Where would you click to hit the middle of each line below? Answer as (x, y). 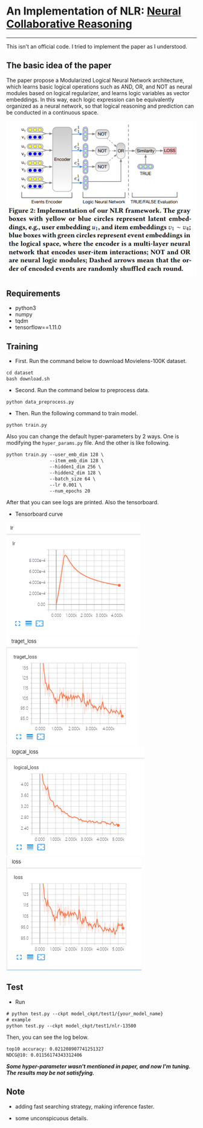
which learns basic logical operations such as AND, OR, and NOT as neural (99, 87)
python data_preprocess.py (40, 402)
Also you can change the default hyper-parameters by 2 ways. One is (93, 436)
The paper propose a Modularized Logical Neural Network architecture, (95, 80)
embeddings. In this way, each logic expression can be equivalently (90, 99)
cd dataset (20, 373)
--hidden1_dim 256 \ (75, 467)
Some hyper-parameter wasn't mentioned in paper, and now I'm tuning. (98, 1066)
